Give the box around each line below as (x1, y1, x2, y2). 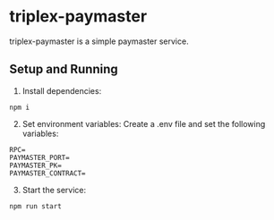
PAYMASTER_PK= (9, 161, 63, 170)
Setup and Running (9, 62, 118, 77)
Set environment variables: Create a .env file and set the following (21, 118, 266, 129)
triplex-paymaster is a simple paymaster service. (9, 36, 190, 47)
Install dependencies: (21, 85, 102, 96)
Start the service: (21, 184, 87, 195)
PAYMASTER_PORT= (9, 153, 70, 162)
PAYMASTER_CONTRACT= (9, 168, 87, 178)
